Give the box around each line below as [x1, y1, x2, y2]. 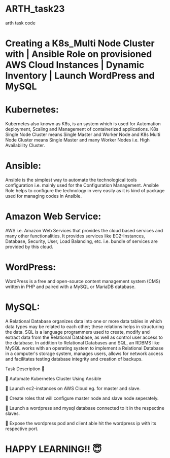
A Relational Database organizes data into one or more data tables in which [5, 318, 162, 324]
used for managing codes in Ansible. [5, 193, 82, 199]
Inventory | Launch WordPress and [5, 70, 155, 82]
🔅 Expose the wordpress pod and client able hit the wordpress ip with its [5, 420, 156, 426]
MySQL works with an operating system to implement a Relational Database [5, 345, 164, 351]
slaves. [5, 410, 20, 416]
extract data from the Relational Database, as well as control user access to [5, 334, 163, 340]
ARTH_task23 [5, 3, 65, 15]
